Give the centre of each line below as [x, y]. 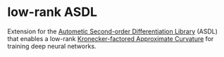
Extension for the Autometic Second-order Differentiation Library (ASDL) [113, 31]
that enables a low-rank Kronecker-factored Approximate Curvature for [111, 38]
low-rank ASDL [52, 12]
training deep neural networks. [52, 46]
